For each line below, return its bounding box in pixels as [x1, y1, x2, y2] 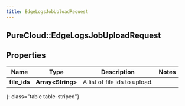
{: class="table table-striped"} [6, 92, 80, 100]
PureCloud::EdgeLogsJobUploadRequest [6, 31, 161, 41]
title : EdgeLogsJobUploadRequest [6, 8, 89, 15]
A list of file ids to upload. [82, 78, 154, 86]
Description [101, 68, 135, 76]
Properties [6, 51, 46, 61]
